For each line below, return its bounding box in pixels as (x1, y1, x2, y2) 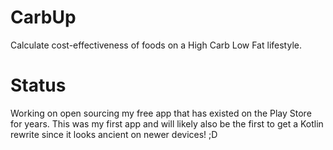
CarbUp (10, 6, 77, 29)
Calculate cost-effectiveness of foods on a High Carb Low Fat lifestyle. (10, 39, 302, 51)
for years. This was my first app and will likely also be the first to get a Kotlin (10, 117, 324, 130)
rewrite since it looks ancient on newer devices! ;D (10, 128, 218, 140)
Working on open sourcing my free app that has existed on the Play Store (10, 107, 312, 119)
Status (10, 74, 67, 97)
